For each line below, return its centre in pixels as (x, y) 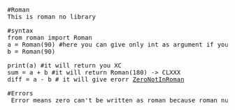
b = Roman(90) (31, 52)
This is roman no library (52, 17)
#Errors (20, 93)
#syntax (20, 31)
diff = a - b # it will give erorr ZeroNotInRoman (96, 79)
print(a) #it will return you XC (65, 65)
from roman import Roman (50, 38)
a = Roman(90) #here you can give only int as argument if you (118, 45)
